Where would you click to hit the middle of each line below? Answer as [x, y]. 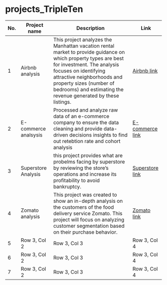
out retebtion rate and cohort [87, 141]
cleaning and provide [78, 129]
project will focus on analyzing [89, 219]
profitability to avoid [77, 180]
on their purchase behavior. [85, 232]
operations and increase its [85, 174]
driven [61, 135]
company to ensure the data [86, 122]
